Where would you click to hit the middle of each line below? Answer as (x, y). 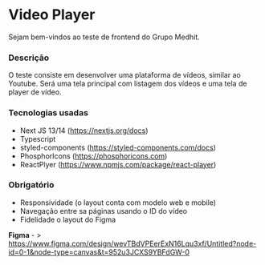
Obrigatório (31, 185)
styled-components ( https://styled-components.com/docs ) (118, 147)
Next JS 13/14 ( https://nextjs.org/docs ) (84, 130)
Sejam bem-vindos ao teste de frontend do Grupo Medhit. (104, 37)
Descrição (29, 58)
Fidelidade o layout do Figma (68, 219)
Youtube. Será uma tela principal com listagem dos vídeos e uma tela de (128, 84)
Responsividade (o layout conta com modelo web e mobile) (118, 203)
